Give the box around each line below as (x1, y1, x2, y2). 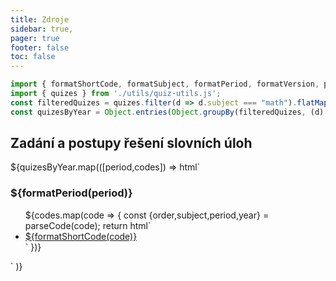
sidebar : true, (10, 24, 74, 34)
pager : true (10, 33, 60, 43)
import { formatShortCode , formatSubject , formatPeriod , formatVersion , (10, 79, 320, 90)
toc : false (10, 52, 56, 62)
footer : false (10, 42, 70, 53)
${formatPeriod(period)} (10, 186, 133, 200)
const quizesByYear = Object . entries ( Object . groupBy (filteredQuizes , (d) (10, 107, 325, 117)
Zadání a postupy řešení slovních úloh (10, 135, 253, 152)
